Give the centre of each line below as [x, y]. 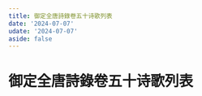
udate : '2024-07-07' [43, 31]
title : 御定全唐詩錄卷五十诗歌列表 [60, 16]
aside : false [30, 39]
